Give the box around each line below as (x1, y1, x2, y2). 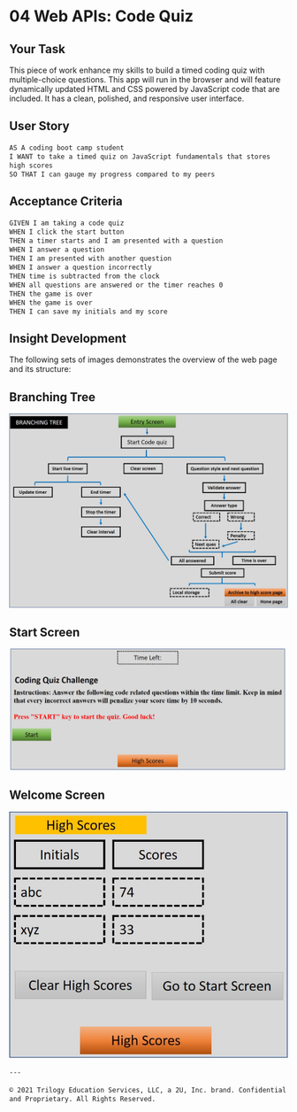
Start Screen (9, 624, 80, 639)
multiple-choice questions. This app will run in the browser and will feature (9, 74, 281, 85)
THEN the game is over (9, 290, 93, 298)
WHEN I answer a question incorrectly (9, 263, 152, 272)
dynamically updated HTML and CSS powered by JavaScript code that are (9, 84, 280, 94)
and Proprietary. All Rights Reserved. (9, 1094, 156, 1103)
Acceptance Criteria (9, 194, 123, 209)
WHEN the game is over (9, 298, 93, 307)
